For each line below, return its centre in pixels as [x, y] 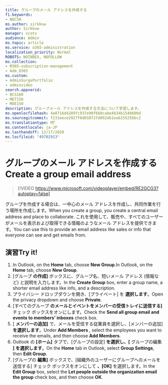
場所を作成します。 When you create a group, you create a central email [83, 211]
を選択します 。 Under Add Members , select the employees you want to [87, 330]
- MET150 [14, 99]
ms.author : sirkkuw [26, 24]
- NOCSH [13, 19]
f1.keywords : [19, 15]
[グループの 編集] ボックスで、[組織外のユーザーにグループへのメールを [87, 360]
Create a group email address [68, 174]
